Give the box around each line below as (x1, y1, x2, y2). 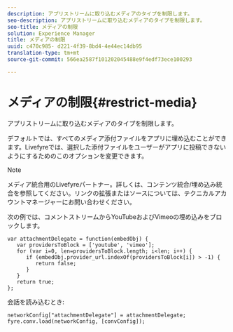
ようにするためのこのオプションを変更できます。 (7, 152, 148, 160)
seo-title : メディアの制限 (7, 23, 78, 30)
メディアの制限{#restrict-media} (7, 94, 197, 110)
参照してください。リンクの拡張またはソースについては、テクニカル (19, 189, 215, 197)
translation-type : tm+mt (7, 50, 80, 57)
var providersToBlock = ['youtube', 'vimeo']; (16, 241, 155, 248)
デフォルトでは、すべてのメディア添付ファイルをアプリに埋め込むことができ (7, 134, 227, 142)
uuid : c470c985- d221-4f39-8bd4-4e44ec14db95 (7, 43, 142, 50)
